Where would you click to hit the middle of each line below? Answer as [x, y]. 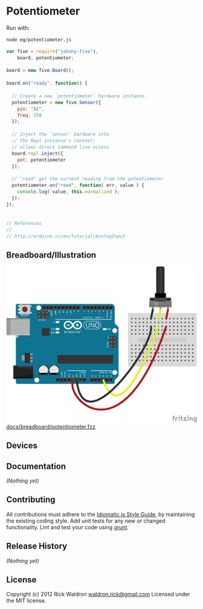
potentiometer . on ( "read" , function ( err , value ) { [78, 186]
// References [24, 224]
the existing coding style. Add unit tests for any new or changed [86, 521]
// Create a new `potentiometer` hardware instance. [79, 96]
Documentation [36, 466]
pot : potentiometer [42, 160]
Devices [22, 446]
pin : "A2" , [31, 109]
